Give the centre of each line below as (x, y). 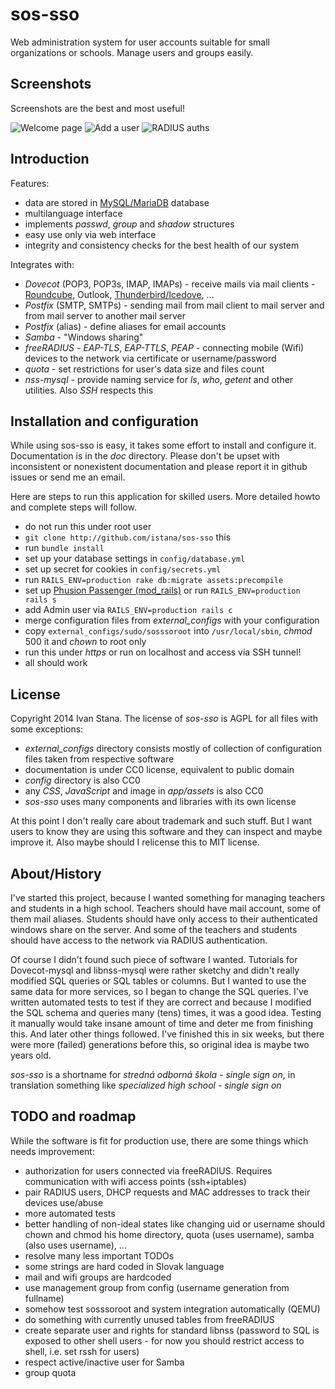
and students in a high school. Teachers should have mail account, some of (166, 908)
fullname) (44, 1298)
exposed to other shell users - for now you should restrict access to (164, 1340)
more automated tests (70, 1213)
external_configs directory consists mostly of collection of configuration (173, 749)
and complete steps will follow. (73, 507)
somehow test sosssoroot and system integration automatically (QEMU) (172, 1309)
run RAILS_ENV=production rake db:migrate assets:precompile (154, 580)
